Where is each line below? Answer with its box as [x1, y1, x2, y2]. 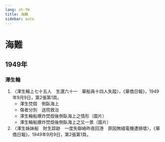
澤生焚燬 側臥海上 [19, 101, 59, 106]
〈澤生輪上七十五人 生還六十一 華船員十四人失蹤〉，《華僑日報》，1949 [12, 88, 160, 94]
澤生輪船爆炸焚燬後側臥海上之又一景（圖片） [19, 119, 111, 125]
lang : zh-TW [5, 7, 30, 12]
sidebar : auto [5, 16, 35, 21]
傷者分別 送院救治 [19, 107, 59, 113]
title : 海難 [5, 12, 28, 17]
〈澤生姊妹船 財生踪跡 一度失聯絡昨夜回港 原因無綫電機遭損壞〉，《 [12, 125, 156, 131]
